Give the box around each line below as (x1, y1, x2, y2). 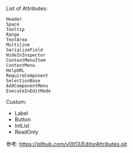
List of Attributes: (6, 5, 48, 12)
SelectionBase (6, 78, 41, 84)
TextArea (6, 37, 28, 43)
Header (6, 16, 22, 22)
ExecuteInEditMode (6, 88, 51, 94)
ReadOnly (14, 128, 39, 135)
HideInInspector (6, 52, 46, 58)
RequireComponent (6, 73, 49, 79)
